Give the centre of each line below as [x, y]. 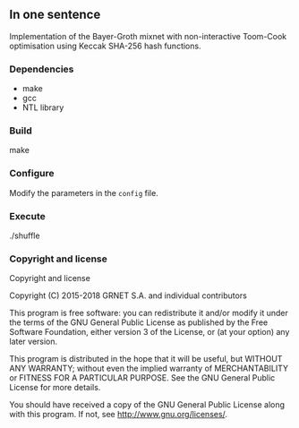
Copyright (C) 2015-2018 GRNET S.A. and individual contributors [128, 295]
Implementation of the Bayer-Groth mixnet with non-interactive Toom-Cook [148, 36]
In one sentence [55, 15]
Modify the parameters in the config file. [84, 193]
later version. [34, 342]
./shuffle [25, 235]
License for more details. [55, 388]
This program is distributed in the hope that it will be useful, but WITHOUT [146, 359]
